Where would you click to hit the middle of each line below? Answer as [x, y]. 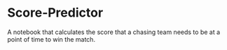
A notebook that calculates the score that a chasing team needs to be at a [114, 32]
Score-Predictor [55, 13]
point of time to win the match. [51, 39]
